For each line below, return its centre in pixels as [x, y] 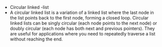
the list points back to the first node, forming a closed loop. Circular [79, 18]
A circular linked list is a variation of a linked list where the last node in [82, 12]
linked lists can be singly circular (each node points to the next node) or [83, 23]
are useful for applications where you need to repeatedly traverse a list [82, 34]
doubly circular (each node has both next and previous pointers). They [82, 28]
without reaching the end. [36, 39]
